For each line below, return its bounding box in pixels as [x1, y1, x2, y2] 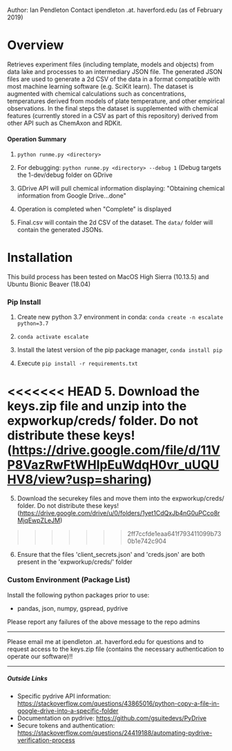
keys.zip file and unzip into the [7, 398, 187, 414]
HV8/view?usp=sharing [7, 471, 148, 487]
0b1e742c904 [127, 537, 167, 545]
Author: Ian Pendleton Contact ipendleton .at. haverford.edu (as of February [7, 6, 223, 14]
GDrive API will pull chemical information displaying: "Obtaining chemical [17, 184, 225, 193]
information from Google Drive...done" [17, 191, 126, 200]
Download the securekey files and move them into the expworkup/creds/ [17, 494, 224, 503]
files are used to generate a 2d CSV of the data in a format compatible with [7, 75, 221, 83]
